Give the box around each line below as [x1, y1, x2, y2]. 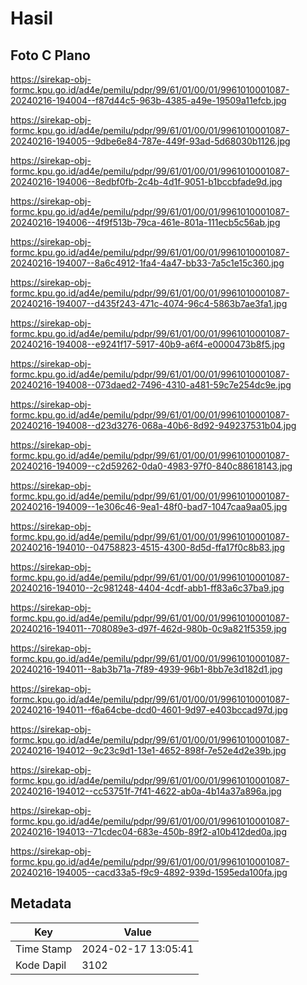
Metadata [10, 895, 72, 912]
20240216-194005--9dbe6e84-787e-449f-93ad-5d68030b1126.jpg [10, 135, 291, 147]
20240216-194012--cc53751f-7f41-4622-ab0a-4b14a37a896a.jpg [10, 785, 282, 797]
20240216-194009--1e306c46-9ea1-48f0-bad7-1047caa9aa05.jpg [10, 501, 288, 512]
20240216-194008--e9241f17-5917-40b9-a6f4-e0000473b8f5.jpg [10, 338, 286, 350]
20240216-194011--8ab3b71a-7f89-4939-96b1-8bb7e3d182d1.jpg [10, 663, 283, 675]
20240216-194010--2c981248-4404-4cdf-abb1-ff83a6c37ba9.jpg [10, 582, 285, 594]
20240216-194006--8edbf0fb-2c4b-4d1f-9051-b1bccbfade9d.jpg [10, 176, 283, 187]
